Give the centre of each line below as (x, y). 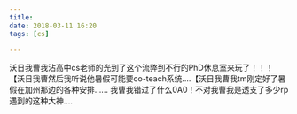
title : (21, 17)
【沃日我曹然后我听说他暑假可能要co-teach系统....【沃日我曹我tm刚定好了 (144, 79)
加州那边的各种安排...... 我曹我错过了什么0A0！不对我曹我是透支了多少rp (156, 90)
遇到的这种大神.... (41, 101)
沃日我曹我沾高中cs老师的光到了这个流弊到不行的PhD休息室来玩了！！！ (141, 68)
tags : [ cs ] (29, 34)
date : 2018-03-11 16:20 (53, 26)
